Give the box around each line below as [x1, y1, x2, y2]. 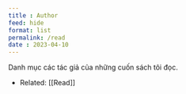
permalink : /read [8, 33, 66, 42]
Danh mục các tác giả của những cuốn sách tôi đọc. [8, 62, 178, 72]
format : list [8, 26, 51, 34]
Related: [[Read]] [19, 78, 76, 88]
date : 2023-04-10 [8, 41, 69, 49]
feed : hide [8, 19, 44, 27]
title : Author [8, 11, 59, 20]
